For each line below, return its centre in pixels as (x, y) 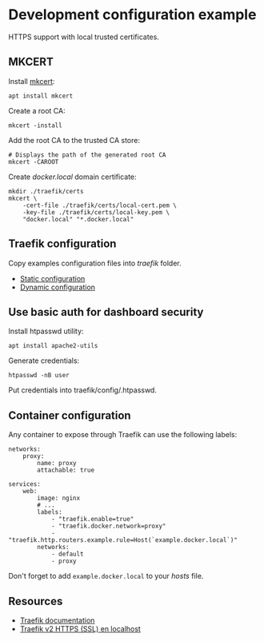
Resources (36, 601)
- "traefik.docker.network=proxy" (108, 526)
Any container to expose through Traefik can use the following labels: (123, 435)
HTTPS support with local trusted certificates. (84, 37)
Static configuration (52, 278)
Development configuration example (132, 15)
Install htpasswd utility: (46, 331)
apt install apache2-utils (53, 346)
